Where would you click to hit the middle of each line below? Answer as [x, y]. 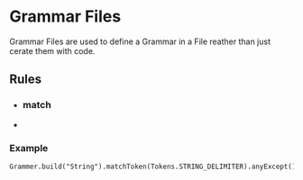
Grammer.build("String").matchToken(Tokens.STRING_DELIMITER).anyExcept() [153, 166]
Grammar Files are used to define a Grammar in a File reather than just [140, 41]
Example [29, 148]
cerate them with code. [52, 50]
